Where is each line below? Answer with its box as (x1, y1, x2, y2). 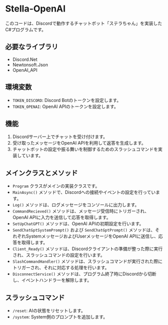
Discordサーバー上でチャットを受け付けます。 (12, 134, 108, 140)
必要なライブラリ (5, 43, 58, 51)
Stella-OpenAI (5, 3, 66, 15)
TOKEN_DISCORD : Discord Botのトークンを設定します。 (12, 97, 122, 103)
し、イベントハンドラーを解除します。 (12, 277, 92, 283)
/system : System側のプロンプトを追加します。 (12, 314, 108, 319)
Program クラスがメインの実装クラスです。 (12, 183, 100, 189)
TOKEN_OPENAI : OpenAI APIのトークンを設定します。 (12, 103, 119, 110)
